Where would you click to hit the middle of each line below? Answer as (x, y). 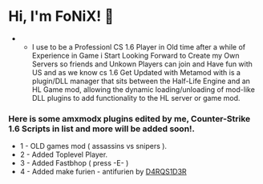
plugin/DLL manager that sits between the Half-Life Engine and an (141, 81)
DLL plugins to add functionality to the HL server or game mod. (136, 98)
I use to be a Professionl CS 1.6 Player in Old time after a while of (139, 46)
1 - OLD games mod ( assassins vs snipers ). (93, 146)
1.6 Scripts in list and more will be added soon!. (101, 129)
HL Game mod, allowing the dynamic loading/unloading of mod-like (143, 89)
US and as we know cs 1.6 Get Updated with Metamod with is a (136, 72)
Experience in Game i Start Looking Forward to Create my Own (136, 55)
